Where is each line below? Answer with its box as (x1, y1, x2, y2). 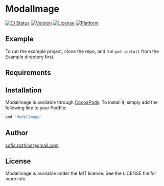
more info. (5, 176, 27, 182)
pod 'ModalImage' (5, 114, 42, 120)
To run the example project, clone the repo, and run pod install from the (5, 48, 159, 54)
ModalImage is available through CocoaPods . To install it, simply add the (5, 99, 158, 105)
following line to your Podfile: (5, 104, 67, 111)
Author (5, 128, 28, 138)
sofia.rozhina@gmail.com (5, 142, 59, 148)
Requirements (5, 68, 51, 77)
